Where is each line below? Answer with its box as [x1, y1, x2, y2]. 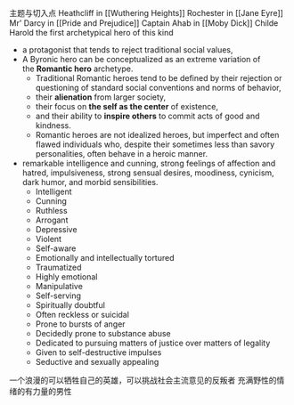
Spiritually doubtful [35, 300, 105, 310]
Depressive [35, 224, 78, 234]
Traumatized [35, 262, 82, 272]
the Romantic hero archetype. [21, 63, 134, 74]
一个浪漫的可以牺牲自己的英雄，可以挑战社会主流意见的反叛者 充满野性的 [9, 375, 277, 385]
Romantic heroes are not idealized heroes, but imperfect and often [35, 130, 280, 140]
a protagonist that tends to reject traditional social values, [21, 45, 233, 55]
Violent [35, 234, 62, 244]
